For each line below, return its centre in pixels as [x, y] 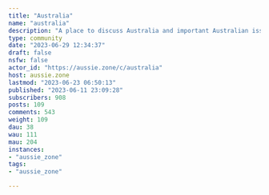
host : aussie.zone [39, 75]
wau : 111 [23, 134]
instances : [26, 149]
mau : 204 [23, 142]
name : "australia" [39, 23]
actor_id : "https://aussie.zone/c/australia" [85, 68]
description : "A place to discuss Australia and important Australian [128, 30]
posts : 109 [26, 105]
